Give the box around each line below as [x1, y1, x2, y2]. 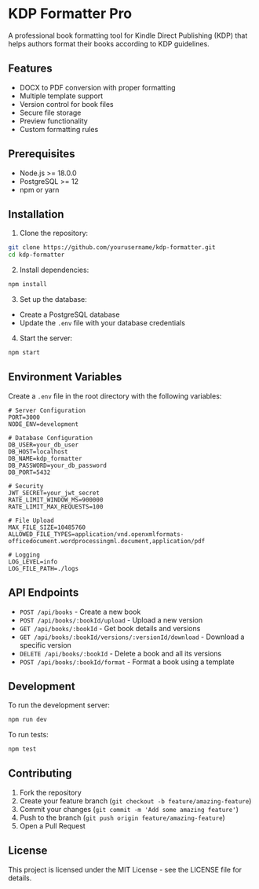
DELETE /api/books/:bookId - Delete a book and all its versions [19, 648, 222, 658]
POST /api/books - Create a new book [19, 607, 141, 616]
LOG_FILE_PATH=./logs [8, 564, 79, 572]
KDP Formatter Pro [8, 5, 133, 23]
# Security [8, 482, 44, 490]
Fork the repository [19, 788, 82, 797]
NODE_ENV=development [8, 420, 79, 428]
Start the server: [19, 333, 73, 343]
